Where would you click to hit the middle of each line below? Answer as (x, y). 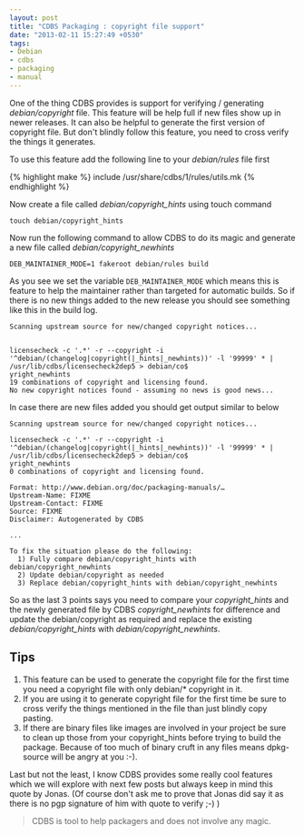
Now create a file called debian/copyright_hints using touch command (141, 204)
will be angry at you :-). (94, 757)
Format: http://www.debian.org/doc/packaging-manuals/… (117, 488)
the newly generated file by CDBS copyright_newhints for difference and (145, 609)
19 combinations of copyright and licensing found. (109, 382)
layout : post (34, 18)
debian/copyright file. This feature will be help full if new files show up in (145, 112)
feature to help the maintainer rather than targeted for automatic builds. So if (152, 290)
